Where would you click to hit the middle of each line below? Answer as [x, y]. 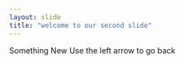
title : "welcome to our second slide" [80, 25]
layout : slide [35, 17]
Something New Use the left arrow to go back [92, 50]
